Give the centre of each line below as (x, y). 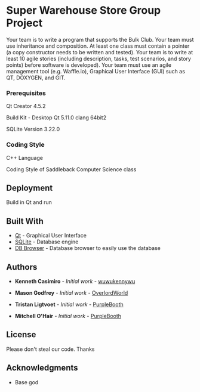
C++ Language (25, 158)
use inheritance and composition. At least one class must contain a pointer (98, 46)
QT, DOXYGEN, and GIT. (36, 78)
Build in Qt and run (29, 202)
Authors (22, 267)
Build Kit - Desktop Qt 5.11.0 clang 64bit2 (56, 118)
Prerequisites (26, 93)
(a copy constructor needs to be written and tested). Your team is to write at (99, 52)
